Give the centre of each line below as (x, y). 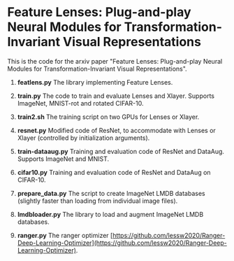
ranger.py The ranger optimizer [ (65, 235)
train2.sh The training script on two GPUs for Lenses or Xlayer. (108, 117)
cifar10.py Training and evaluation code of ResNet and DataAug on (114, 172)
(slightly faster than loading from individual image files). (97, 201)
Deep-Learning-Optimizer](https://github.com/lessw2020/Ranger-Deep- (122, 243)
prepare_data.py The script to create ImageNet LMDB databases (111, 193)
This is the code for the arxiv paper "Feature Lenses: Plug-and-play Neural (115, 61)
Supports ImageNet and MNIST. (63, 159)
